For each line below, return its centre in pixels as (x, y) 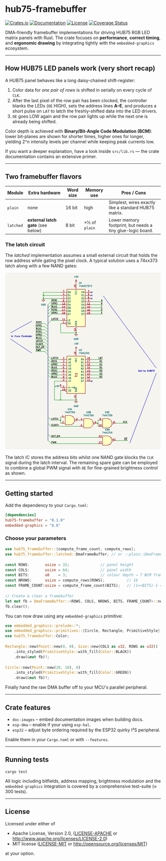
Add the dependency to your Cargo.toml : (46, 506)
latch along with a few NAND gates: (41, 266)
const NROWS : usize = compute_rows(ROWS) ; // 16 (72, 580)
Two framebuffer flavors (43, 177)
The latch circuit (25, 245)
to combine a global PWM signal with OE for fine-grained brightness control (82, 468)
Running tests (27, 760)
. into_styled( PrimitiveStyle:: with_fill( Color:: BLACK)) (73, 652)
